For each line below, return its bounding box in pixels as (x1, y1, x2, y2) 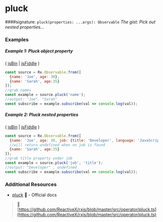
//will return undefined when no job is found (9, 143, 105, 147)
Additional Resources (5, 181, 57, 188)
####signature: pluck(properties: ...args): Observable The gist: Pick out (5, 19, 156, 25)
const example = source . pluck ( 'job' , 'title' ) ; (5, 160, 103, 165)
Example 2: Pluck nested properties (5, 112, 79, 118)
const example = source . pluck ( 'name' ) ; (5, 93, 86, 97)
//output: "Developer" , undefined (5, 165, 77, 170)
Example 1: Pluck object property (5, 48, 73, 54)
